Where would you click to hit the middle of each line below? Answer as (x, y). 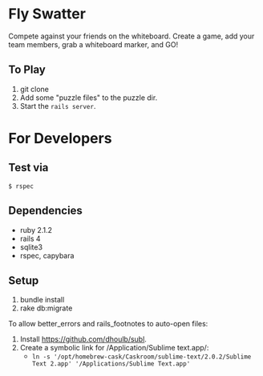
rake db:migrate (46, 308)
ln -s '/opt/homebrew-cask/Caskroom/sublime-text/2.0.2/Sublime (142, 357)
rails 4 (30, 238)
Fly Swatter (47, 14)
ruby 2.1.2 (36, 230)
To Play (27, 70)
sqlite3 (31, 247)
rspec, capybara (47, 255)
